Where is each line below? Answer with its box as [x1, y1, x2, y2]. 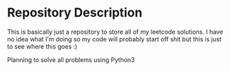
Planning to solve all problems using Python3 [7, 55, 135, 63]
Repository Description [7, 5, 143, 21]
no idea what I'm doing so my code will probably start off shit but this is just [7, 34, 222, 43]
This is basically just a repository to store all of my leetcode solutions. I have [7, 28, 224, 36]
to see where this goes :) [7, 42, 78, 50]
